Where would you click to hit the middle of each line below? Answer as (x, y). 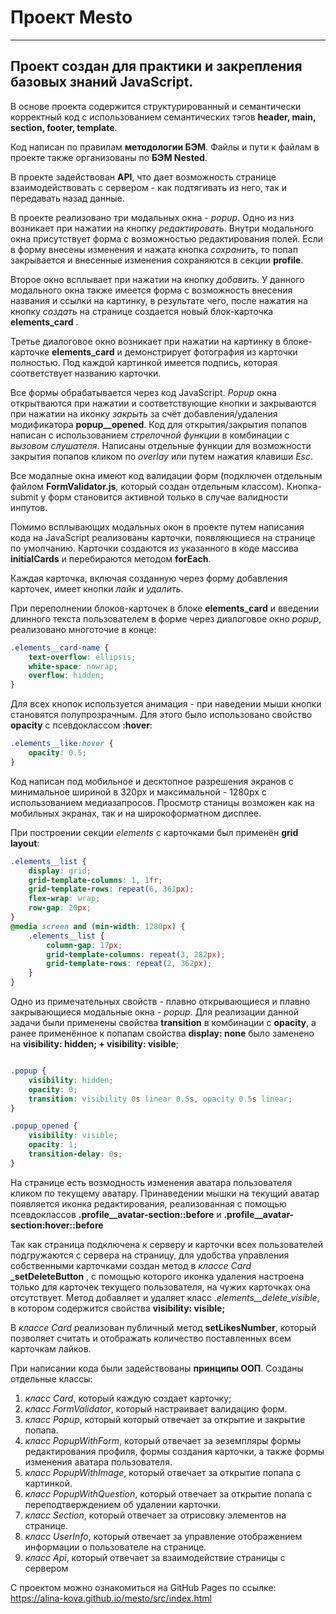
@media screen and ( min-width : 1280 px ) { (98, 926)
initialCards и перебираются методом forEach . (111, 558)
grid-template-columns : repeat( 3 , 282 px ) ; (136, 954)
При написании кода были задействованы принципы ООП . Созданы (157, 1368)
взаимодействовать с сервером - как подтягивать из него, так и (149, 187)
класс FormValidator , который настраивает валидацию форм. (156, 1408)
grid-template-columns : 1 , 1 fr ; (95, 880)
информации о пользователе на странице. (115, 1547)
